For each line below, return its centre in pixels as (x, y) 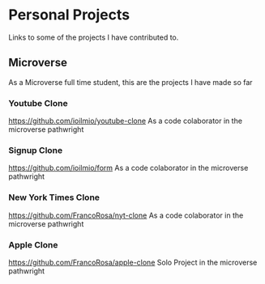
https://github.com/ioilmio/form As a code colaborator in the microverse (128, 168)
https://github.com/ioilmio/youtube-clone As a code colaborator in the (126, 121)
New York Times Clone (54, 197)
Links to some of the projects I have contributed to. (94, 37)
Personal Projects (69, 15)
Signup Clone (36, 150)
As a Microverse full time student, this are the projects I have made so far (130, 82)
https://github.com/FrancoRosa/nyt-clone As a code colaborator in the (126, 215)
